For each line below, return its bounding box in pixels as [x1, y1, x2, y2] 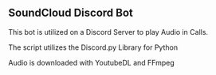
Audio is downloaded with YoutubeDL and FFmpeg [8, 58, 175, 67]
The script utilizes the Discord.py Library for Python [8, 43, 178, 52]
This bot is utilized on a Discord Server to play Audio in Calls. [8, 27, 209, 36]
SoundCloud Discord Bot [8, 6, 133, 20]
